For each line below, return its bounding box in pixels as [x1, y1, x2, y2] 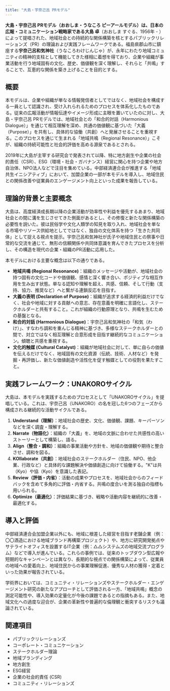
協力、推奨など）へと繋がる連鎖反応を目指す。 [21, 287, 119, 293]
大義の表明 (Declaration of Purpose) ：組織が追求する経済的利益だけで [12, 293, 160, 300]
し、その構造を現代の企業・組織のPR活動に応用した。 [5, 247, 117, 253]
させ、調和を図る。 [12, 449, 53, 455]
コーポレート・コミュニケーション [12, 642, 84, 648]
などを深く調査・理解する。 [12, 424, 71, 430]
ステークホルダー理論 [12, 648, 57, 654]
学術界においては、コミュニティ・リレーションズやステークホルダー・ [5, 579, 151, 585]
